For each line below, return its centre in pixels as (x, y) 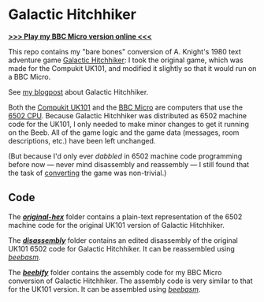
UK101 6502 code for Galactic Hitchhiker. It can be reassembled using (121, 248)
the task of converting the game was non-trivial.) (87, 173)
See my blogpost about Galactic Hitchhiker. (78, 91)
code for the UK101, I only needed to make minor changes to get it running (129, 124)
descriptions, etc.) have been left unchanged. (82, 140)
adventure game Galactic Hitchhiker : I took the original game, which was (126, 60)
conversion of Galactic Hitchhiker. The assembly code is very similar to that (131, 281)
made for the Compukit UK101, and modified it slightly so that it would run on (132, 68)
